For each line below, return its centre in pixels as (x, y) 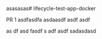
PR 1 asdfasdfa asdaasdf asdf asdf (48, 19)
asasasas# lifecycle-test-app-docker (51, 8)
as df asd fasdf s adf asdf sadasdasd (51, 31)
